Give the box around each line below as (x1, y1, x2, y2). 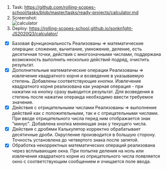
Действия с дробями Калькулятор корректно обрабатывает (11, 126, 141, 132)
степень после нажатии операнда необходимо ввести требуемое (11, 94, 153, 100)
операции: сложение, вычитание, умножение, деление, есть (11, 46, 142, 52)
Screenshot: (11, 15, 37, 20)
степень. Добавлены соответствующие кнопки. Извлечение (11, 78, 141, 84)
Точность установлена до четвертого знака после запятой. (11, 137, 139, 143)
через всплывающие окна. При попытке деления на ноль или (11, 148, 144, 154)
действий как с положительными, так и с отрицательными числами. (11, 110, 159, 116)
